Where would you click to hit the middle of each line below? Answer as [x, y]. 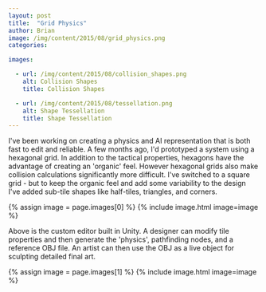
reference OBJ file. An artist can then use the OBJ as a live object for [121, 248]
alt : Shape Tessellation [64, 111]
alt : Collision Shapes [60, 81]
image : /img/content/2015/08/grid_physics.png [87, 38]
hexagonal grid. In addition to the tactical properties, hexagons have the [126, 158]
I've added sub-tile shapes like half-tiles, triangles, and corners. [113, 191]
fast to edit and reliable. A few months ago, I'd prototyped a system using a [131, 149]
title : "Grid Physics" [48, 23]
